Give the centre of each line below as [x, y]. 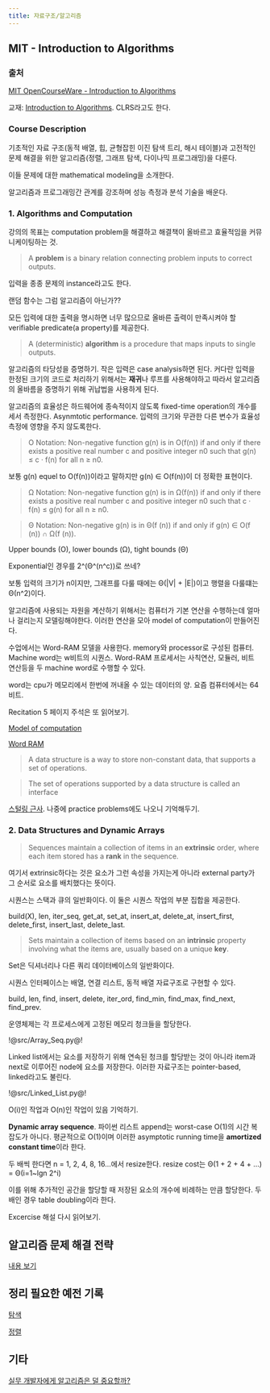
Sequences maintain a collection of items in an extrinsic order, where [143, 848]
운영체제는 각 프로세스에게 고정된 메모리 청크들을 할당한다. [100, 1024]
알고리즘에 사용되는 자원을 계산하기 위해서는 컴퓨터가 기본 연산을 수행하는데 [127, 610]
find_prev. [25, 1008]
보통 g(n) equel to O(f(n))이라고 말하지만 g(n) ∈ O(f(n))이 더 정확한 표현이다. [131, 476]
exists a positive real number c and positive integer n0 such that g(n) [142, 451]
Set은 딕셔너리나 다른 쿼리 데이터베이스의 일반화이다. [91, 966]
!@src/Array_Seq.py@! [46, 1040]
